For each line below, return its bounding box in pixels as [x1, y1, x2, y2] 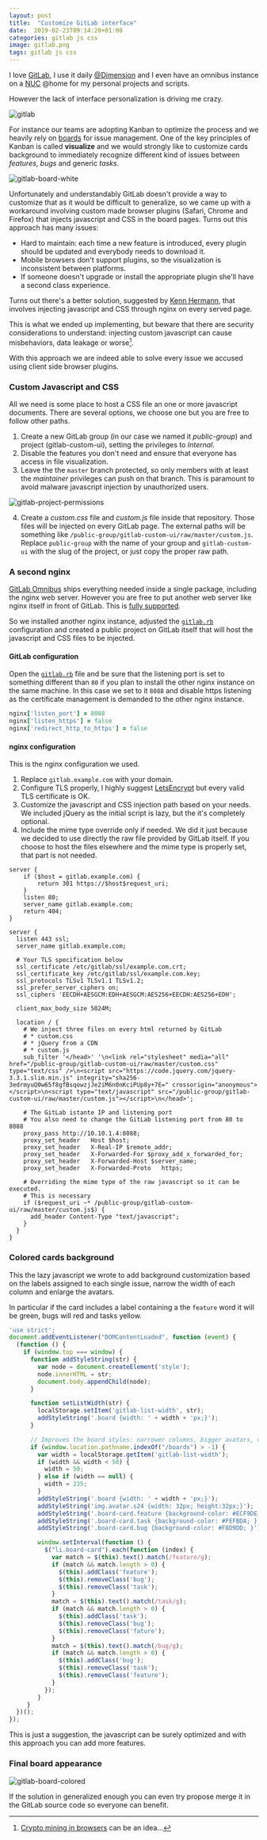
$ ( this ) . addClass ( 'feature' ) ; [59, 1568, 158, 1576]
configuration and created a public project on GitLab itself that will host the [9, 625, 254, 634]
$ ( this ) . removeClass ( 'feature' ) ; [59, 1671, 170, 1680]
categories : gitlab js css [9, 33, 98, 42]
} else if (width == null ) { [37, 1473, 134, 1481]
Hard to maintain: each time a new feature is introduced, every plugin [20, 239, 246, 247]
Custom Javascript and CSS [9, 381, 120, 393]
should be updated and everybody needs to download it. [20, 247, 206, 256]
